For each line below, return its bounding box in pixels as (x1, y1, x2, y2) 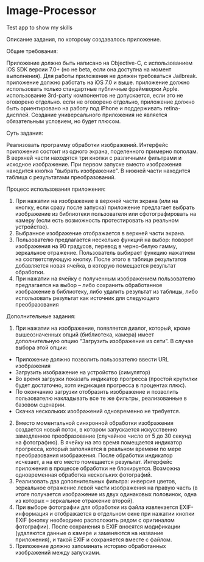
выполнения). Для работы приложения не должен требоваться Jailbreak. (6, 72, 198, 79)
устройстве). (15, 223, 49, 230)
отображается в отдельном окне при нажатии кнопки (54, 510, 195, 517)
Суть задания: (6, 129, 44, 137)
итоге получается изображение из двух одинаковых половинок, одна (15, 490, 197, 497)
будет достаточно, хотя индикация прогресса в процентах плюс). (15, 382, 187, 389)
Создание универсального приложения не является (31, 111, 167, 118)
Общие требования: (6, 47, 58, 55)
